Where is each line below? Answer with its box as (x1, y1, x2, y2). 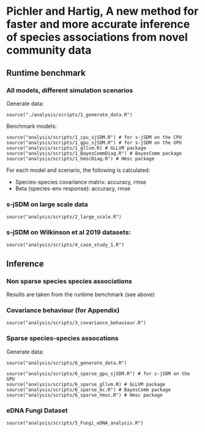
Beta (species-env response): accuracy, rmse (15, 185, 131, 192)
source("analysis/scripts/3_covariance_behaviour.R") (6, 320, 147, 326)
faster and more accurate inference (6, 17, 190, 31)
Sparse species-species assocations (6, 334, 119, 343)
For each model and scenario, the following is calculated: (6, 166, 151, 174)
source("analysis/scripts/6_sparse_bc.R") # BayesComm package (6, 387, 171, 393)
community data (6, 43, 92, 58)
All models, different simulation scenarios (6, 86, 133, 94)
